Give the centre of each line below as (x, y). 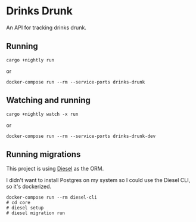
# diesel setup (25, 208)
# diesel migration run (36, 213)
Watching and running (48, 101)
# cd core (18, 203)
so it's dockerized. (29, 187)
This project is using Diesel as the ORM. (55, 169)
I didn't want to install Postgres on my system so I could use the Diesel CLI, (98, 180)
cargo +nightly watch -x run (42, 114)
